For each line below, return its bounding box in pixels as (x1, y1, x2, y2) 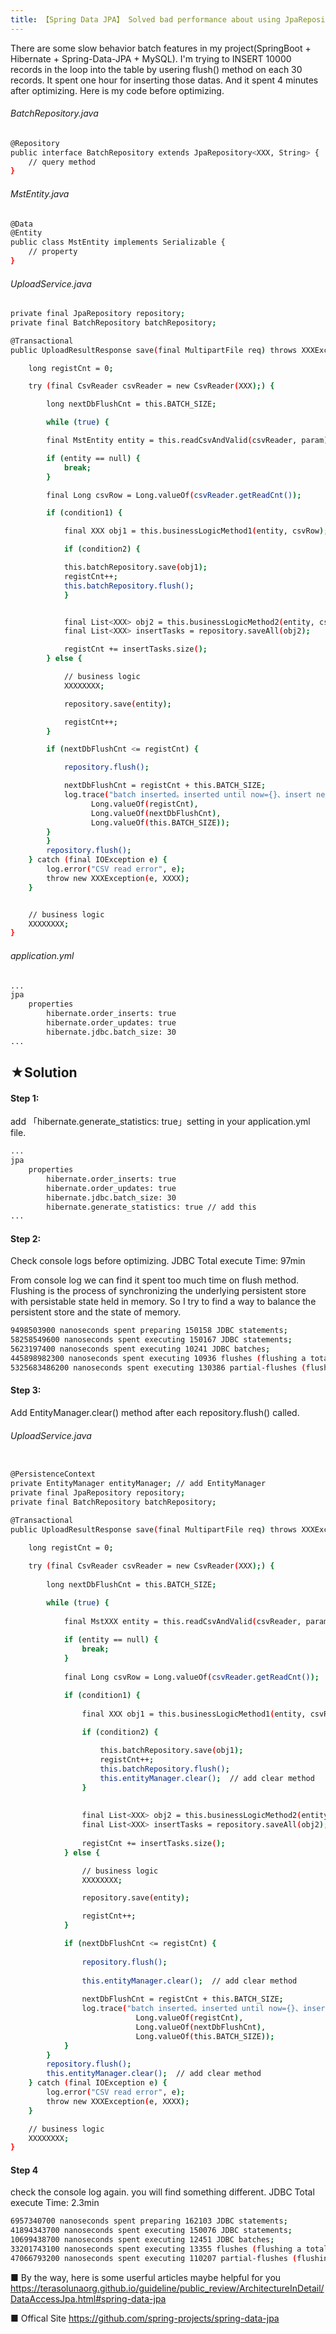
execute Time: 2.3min (10, 2197, 100, 2209)
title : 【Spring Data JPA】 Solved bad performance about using (10, 14, 281, 25)
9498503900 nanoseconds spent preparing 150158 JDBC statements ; (10, 1326, 288, 1336)
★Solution (10, 1064, 78, 1081)
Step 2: (10, 1232, 42, 1245)
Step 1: (10, 1092, 40, 1104)
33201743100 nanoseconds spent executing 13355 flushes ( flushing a (10, 2244, 302, 2255)
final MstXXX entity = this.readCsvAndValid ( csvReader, (63, 1616, 302, 1626)
